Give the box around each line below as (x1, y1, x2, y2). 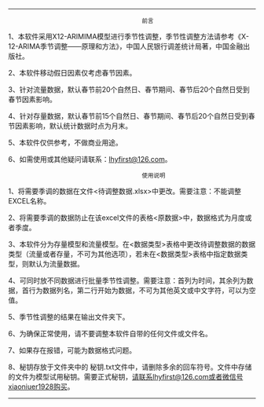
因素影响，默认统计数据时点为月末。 (14, 121, 132, 130)
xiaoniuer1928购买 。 (8, 382, 75, 391)
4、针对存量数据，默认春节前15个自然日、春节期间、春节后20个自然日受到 (8, 112, 249, 120)
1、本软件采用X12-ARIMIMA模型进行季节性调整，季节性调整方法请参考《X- (8, 32, 250, 41)
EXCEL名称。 (8, 196, 51, 205)
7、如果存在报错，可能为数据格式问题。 (8, 346, 136, 354)
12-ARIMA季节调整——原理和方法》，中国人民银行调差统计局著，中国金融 (8, 42, 244, 51)
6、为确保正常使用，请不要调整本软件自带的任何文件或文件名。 (8, 329, 212, 338)
